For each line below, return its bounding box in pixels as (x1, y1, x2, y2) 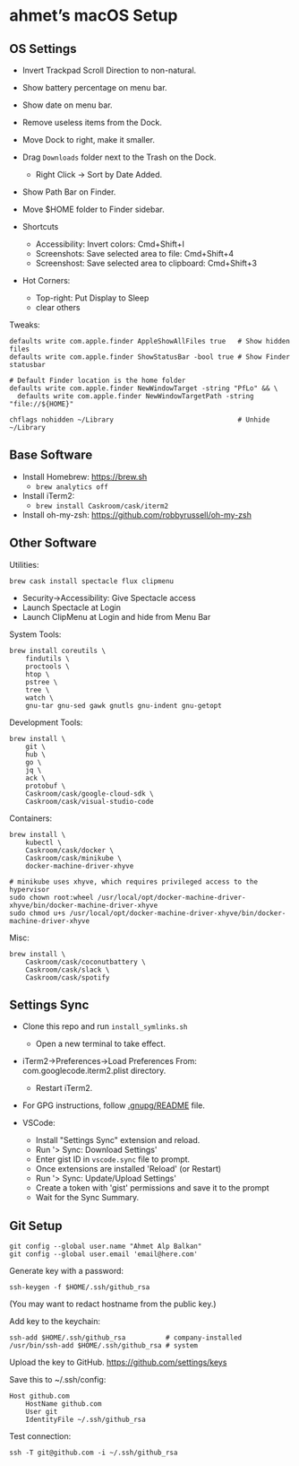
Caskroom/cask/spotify (25, 973, 110, 982)
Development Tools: (9, 717, 83, 728)
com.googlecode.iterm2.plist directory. (21, 1065, 167, 1077)
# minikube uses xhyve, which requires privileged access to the (9, 877, 258, 886)
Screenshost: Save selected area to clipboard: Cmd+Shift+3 (35, 257, 258, 268)
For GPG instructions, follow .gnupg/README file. (21, 1100, 206, 1111)
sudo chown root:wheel (9, 893, 94, 902)
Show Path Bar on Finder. (21, 187, 116, 197)
